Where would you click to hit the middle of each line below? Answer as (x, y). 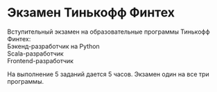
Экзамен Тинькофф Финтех (91, 13)
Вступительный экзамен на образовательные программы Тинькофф (108, 32)
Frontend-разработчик (41, 60)
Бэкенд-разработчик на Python (54, 46)
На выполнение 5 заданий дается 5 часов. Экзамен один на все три (108, 74)
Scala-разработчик (35, 54)
